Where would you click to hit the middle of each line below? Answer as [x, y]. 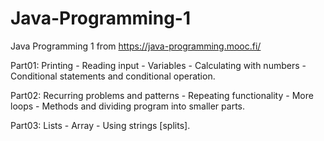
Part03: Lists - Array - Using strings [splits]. [100, 125]
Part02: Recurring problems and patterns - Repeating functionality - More [162, 95]
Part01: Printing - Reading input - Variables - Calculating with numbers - [158, 65]
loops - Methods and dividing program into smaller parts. [127, 106]
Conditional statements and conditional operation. [113, 76]
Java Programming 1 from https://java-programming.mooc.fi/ [136, 46]
